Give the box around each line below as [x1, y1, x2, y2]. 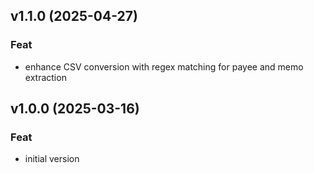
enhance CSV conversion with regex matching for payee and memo [24, 60, 304, 73]
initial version [24, 153, 80, 165]
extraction [24, 71, 67, 83]
